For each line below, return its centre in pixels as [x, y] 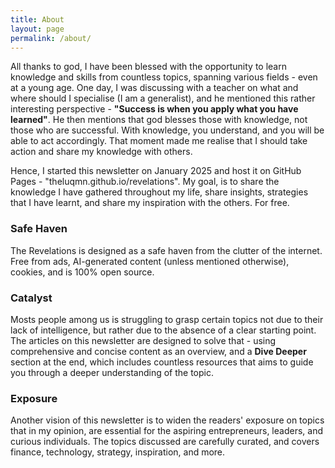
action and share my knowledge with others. [101, 152]
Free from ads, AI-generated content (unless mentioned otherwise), [150, 261]
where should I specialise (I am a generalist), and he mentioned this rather [163, 98]
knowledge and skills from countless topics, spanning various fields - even [164, 77]
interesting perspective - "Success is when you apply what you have [154, 109]
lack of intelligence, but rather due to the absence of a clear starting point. [163, 330]
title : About [37, 19]
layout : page [37, 29]
